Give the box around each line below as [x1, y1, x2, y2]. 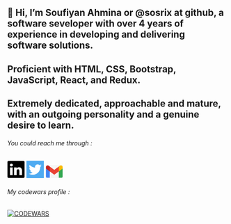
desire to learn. [7, 120, 74, 131]
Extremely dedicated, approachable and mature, [7, 98, 221, 110]
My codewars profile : [7, 187, 70, 195]
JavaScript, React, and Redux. [7, 74, 141, 86]
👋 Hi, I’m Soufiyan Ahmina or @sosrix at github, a [7, 7, 224, 19]
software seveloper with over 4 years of [7, 18, 184, 30]
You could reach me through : [7, 138, 93, 147]
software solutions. [7, 40, 94, 51]
